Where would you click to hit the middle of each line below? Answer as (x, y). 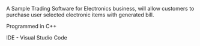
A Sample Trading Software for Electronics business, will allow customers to (100, 9)
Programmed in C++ (32, 26)
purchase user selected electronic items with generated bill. (80, 15)
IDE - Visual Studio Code (37, 37)
